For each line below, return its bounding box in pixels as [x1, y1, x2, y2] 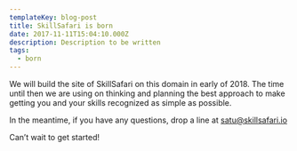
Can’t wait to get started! [9, 132, 100, 142]
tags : [9, 46, 29, 55]
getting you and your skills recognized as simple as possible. [9, 98, 232, 107]
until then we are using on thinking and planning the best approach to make [9, 88, 286, 99]
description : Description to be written [9, 37, 162, 47]
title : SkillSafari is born [9, 21, 114, 30]
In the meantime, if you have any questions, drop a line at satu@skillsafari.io [9, 115, 287, 125]
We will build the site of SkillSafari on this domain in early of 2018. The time [9, 79, 285, 89]
